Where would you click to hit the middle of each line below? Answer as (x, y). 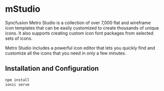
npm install (17, 80)
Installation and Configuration (52, 69)
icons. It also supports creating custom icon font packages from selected (79, 33)
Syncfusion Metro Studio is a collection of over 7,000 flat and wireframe (78, 23)
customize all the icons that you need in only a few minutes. (66, 53)
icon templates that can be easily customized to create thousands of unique (82, 28)
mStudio (23, 9)
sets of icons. (19, 38)
